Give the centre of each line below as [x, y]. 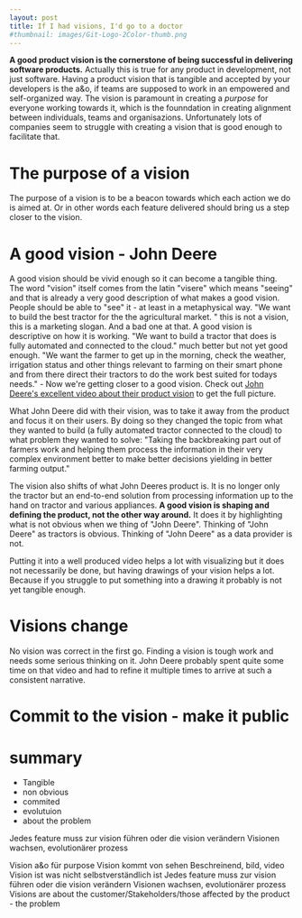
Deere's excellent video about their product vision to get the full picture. [143, 394]
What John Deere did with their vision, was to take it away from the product [150, 411]
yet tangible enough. [48, 590]
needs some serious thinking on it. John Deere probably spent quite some [146, 661]
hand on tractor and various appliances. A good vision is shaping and [139, 505]
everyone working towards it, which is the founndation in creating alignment [150, 108]
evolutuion [42, 812]
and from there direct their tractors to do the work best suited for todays [143, 374]
